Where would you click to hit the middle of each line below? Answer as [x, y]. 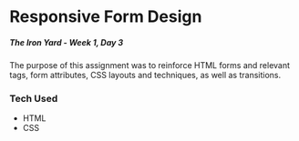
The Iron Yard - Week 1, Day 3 [67, 42]
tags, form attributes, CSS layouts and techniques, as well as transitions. [145, 76]
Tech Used [34, 99]
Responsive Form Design [106, 17]
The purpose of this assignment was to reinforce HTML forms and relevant [149, 65]
